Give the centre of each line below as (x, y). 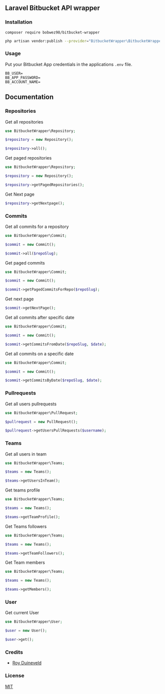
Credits (14, 652)
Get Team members (25, 562)
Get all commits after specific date (40, 318)
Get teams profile (23, 490)
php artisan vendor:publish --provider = (47, 41)
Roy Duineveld (27, 663)
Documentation (29, 97)
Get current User (22, 613)
